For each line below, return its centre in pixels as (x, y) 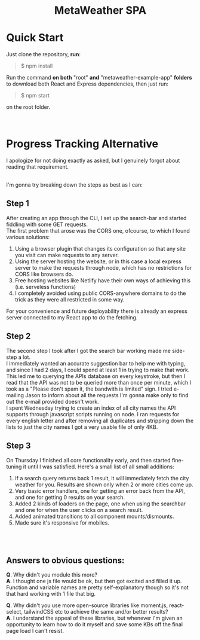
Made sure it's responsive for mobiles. (62, 522)
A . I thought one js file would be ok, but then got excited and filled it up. (94, 581)
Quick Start (35, 38)
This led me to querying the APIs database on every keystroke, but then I (96, 376)
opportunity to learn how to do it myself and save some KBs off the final (95, 624)
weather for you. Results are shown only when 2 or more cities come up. (104, 484)
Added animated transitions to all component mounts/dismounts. (94, 516)
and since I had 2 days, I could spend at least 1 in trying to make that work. (98, 370)
